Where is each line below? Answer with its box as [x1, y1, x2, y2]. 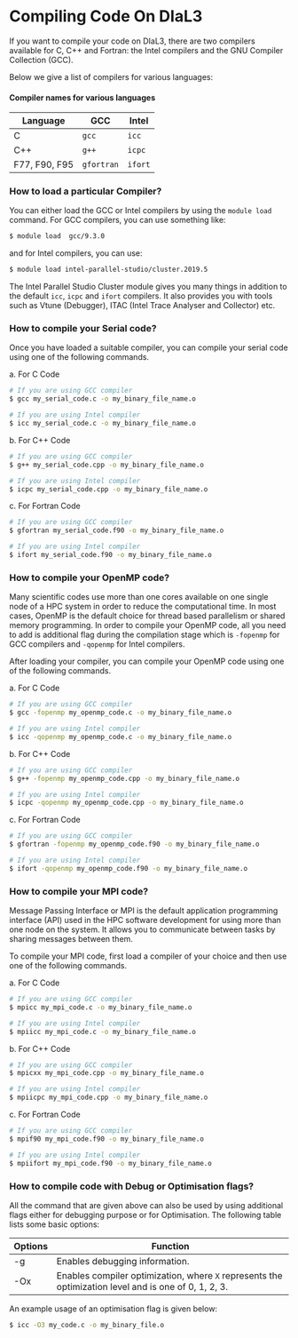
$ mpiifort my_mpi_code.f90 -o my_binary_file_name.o [9, 1159, 213, 1167]
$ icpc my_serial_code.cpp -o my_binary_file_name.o [9, 484, 208, 494]
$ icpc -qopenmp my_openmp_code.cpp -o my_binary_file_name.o [9, 798, 244, 808]
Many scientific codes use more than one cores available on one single [9, 592, 269, 602]
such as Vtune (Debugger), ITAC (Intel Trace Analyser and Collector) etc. [9, 300, 276, 311]
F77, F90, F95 [13, 158, 74, 171]
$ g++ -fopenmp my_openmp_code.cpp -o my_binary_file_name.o [9, 774, 240, 783]
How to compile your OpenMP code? [9, 571, 170, 584]
